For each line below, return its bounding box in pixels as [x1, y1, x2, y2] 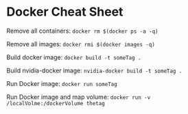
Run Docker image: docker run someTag [6, 79, 117, 87]
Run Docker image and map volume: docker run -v [6, 93, 151, 101]
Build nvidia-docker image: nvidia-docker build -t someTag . [6, 66, 183, 74]
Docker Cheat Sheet [6, 4, 124, 20]
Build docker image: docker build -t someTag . [6, 53, 141, 61]
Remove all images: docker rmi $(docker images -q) [6, 40, 156, 48]
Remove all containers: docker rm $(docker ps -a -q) [6, 27, 158, 35]
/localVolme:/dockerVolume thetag [6, 100, 106, 106]
